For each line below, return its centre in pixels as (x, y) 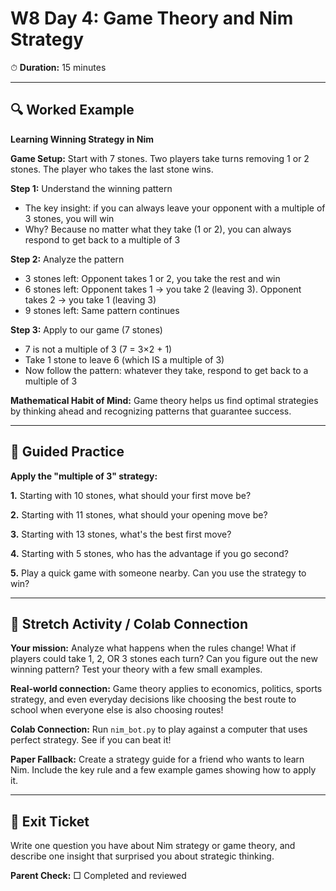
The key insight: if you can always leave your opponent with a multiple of (175, 208)
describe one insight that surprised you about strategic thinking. (142, 856)
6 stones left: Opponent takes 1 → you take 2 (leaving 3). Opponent (163, 289)
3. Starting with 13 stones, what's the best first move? (121, 534)
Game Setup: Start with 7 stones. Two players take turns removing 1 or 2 (160, 158)
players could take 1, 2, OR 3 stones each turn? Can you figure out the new (164, 659)
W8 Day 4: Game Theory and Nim (152, 18)
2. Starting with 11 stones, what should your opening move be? (139, 514)
